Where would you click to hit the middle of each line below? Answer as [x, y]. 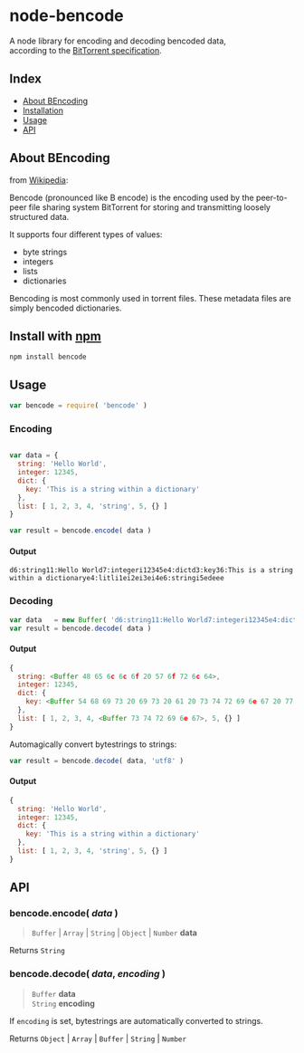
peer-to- [272, 197]
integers [38, 261]
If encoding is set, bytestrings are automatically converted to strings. [137, 1020]
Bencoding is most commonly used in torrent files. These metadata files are [150, 298]
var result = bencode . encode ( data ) [81, 531]
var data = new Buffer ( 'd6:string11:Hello [96, 620]
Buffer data [53, 993]
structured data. [39, 216]
